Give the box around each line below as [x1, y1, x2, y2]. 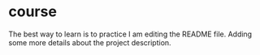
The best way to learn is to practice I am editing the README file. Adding [8, 29, 253, 39]
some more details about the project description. [8, 37, 172, 47]
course [8, 2, 57, 21]
